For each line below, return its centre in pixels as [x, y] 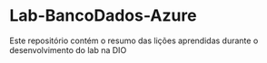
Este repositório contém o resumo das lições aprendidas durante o [134, 40]
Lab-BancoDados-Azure [103, 16]
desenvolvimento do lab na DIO [68, 49]
